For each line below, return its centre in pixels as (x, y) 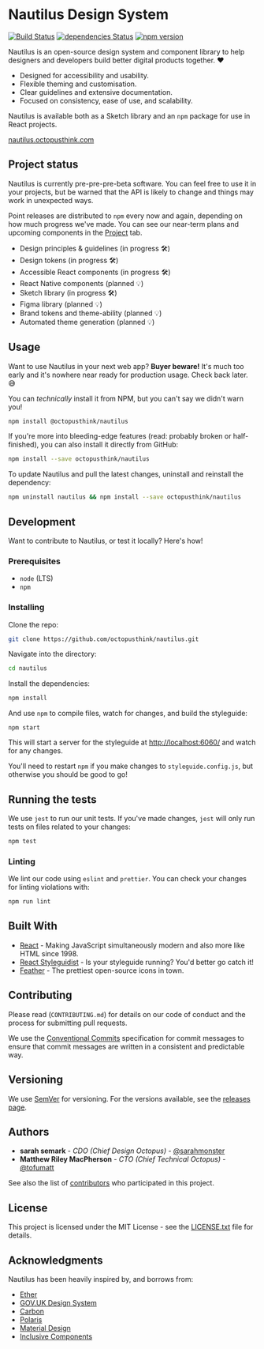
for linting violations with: (49, 887)
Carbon (32, 1311)
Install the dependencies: (49, 684)
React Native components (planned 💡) (82, 283)
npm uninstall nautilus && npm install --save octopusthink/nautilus (125, 497)
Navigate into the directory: (52, 654)
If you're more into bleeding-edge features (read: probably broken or (120, 436)
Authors (29, 1132)
